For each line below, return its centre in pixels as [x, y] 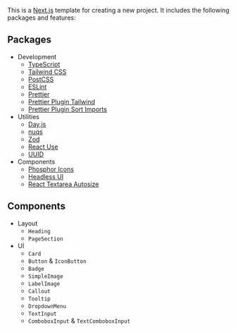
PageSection [45, 239]
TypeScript [44, 64]
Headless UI [46, 176]
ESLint [37, 87]
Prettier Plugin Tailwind [61, 102]
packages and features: [42, 18]
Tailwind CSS [47, 72]
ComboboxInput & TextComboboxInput [79, 321]
